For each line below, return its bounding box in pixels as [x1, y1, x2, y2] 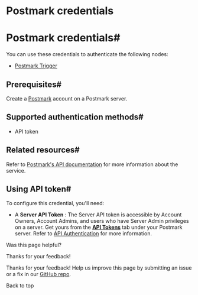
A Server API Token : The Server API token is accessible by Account [14, 211, 182, 218]
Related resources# [6, 145, 80, 155]
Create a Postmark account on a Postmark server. [6, 95, 128, 102]
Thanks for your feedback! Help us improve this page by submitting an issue [6, 264, 192, 271]
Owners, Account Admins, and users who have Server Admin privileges [14, 218, 189, 225]
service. [6, 167, 26, 174]
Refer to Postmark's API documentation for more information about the [6, 161, 178, 168]
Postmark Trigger [14, 62, 57, 69]
